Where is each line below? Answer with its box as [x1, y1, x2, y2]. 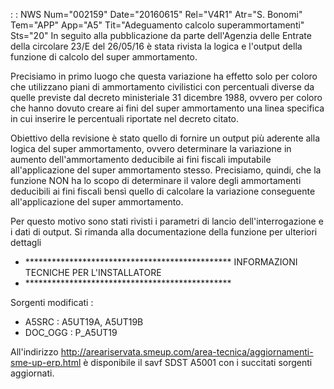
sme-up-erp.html [10, 357, 82, 368]
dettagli [10, 237, 42, 248]
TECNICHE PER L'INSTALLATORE [24, 267, 162, 278]
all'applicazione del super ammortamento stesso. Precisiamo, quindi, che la [10, 164, 322, 176]
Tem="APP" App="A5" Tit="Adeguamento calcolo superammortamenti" [10, 19, 305, 31]
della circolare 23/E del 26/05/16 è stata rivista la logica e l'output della [10, 40, 303, 52]
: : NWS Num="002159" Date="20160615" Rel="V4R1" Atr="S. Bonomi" [10, 9, 303, 20]
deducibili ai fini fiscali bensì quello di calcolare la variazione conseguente [10, 185, 316, 197]
